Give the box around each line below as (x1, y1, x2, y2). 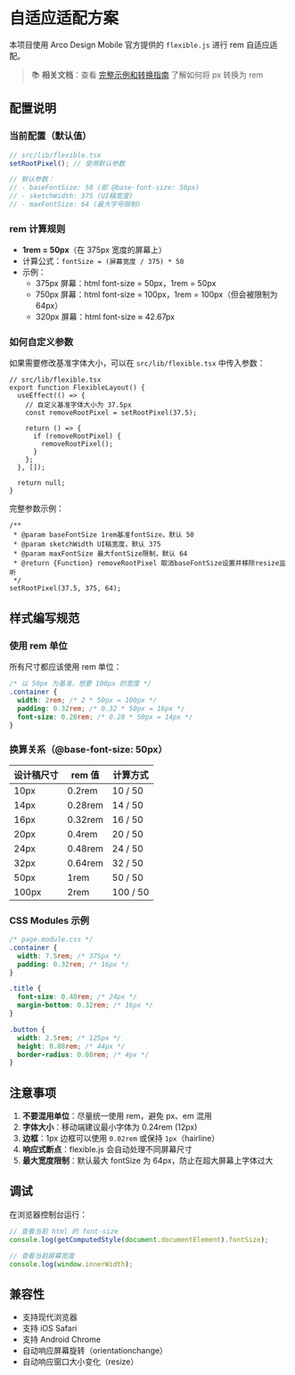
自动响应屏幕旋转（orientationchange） (21, 1346, 168, 1356)
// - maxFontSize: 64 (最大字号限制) (9, 200, 141, 209)
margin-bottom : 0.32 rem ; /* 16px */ (17, 1000, 153, 1010)
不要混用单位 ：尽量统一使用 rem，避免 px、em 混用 (21, 1111, 212, 1122)
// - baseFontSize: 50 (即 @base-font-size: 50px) (9, 184, 201, 193)
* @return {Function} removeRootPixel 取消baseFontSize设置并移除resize (12, 559, 280, 568)
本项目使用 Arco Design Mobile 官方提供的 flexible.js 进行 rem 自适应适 (9, 39, 278, 50)
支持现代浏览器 (21, 1312, 78, 1322)
